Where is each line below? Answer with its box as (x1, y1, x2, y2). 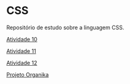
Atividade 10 (6, 35, 38, 43)
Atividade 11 (6, 47, 37, 55)
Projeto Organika (6, 71, 49, 78)
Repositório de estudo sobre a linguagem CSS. (6, 24, 124, 31)
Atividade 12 (6, 59, 37, 66)
